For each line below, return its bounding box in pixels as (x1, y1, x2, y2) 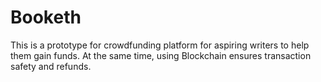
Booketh (10, 6, 82, 29)
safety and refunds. (10, 60, 92, 72)
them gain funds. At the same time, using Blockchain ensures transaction (10, 49, 312, 61)
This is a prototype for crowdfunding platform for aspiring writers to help (10, 39, 310, 51)
